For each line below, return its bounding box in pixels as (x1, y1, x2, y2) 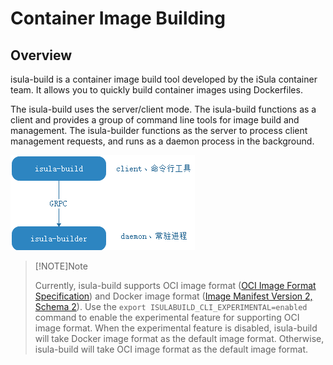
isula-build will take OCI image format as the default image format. (34, 343, 309, 355)
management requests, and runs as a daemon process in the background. (10, 135, 315, 147)
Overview (10, 47, 73, 64)
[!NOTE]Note (34, 260, 88, 272)
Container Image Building (10, 7, 226, 30)
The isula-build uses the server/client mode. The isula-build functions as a (10, 103, 317, 115)
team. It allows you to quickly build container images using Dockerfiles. (10, 84, 303, 96)
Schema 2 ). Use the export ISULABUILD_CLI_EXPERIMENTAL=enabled (34, 301, 308, 312)
